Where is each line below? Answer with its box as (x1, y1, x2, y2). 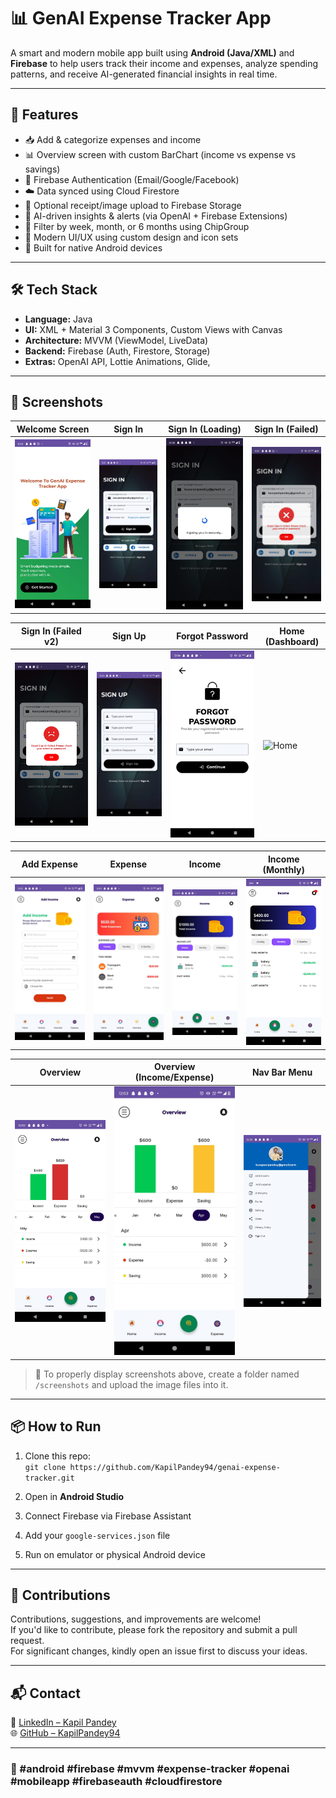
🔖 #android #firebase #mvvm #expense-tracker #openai (10, 1762, 290, 1776)
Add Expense (21, 858, 79, 870)
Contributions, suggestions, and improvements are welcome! (10, 1613, 262, 1625)
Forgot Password (176, 630, 249, 642)
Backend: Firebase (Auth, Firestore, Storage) (24, 345, 211, 357)
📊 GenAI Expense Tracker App (10, 7, 272, 30)
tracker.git (24, 1473, 75, 1483)
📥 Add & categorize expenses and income (24, 133, 202, 145)
